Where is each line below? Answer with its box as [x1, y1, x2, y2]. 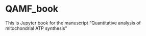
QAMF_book [5, 3, 59, 15]
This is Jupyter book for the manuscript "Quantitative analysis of [5, 20, 141, 26]
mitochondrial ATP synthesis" [5, 25, 67, 31]
